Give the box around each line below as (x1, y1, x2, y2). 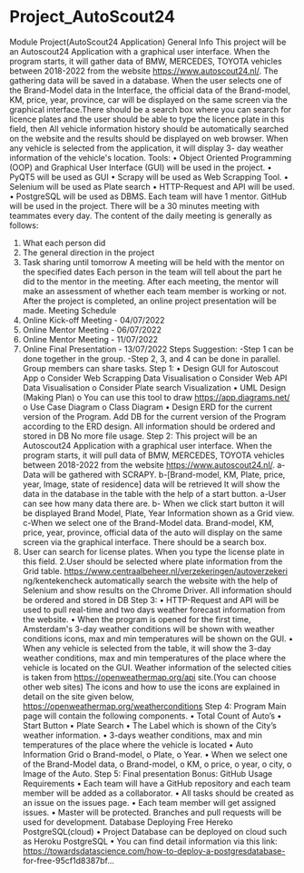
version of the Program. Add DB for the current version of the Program (22, 411, 287, 422)
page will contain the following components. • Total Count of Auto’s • (22, 710, 282, 721)
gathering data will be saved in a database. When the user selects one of (9, 74, 282, 85)
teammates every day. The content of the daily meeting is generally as (9, 210, 272, 221)
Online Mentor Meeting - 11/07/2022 (22, 333, 159, 344)
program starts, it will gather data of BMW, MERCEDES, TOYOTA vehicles (9, 55, 283, 66)
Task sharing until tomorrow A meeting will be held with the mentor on (22, 256, 285, 267)
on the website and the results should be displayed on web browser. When (9, 133, 289, 144)
